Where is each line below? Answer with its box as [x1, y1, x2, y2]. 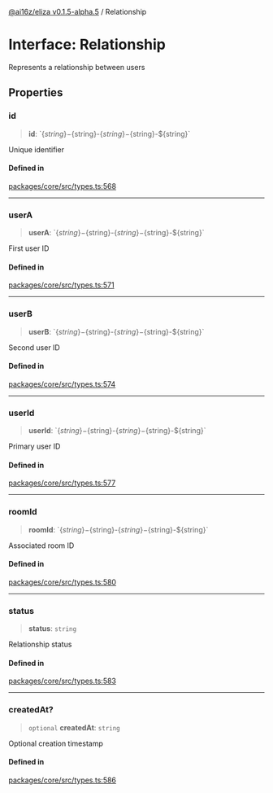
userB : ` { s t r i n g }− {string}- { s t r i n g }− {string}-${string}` [28, 326, 205, 336]
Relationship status [8, 639, 72, 650]
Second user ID [8, 342, 61, 353]
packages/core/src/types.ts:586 [8, 775, 116, 785]
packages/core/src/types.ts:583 [8, 676, 116, 686]
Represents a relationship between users [8, 62, 145, 72]
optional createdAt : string [28, 722, 120, 732]
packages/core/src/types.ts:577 [8, 478, 116, 488]
